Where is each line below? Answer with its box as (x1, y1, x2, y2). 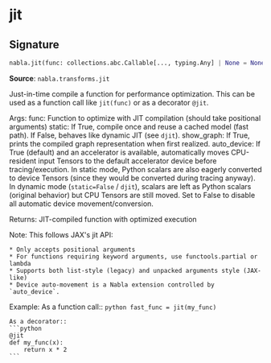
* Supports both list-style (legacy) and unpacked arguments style (9, 266, 240, 274)
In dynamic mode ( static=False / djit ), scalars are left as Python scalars (9, 181, 252, 191)
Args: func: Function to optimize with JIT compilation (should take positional (9, 113, 261, 122)
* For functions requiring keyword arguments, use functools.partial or (9, 252, 258, 261)
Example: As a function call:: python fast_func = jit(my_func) (9, 302, 217, 311)
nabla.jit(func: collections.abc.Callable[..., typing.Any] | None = (9, 59, 248, 67)
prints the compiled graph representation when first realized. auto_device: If (9, 138, 261, 148)
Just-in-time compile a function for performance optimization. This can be (9, 89, 256, 98)
